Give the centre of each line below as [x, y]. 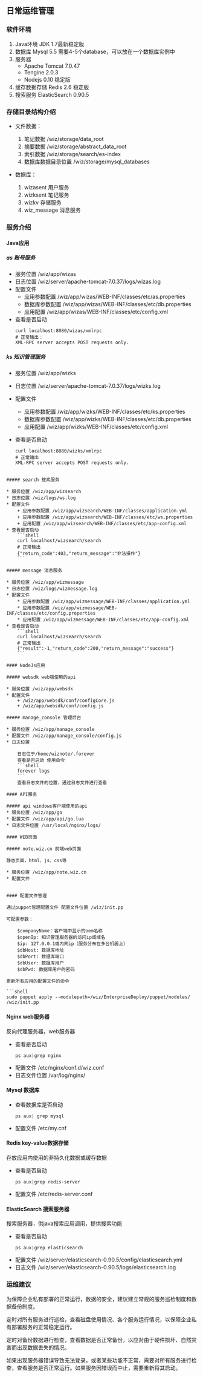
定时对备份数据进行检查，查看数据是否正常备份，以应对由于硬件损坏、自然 [99, 1339]
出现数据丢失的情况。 [43, 1347]
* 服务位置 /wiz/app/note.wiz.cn [47, 872]
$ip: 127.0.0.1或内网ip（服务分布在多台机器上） [72, 944]
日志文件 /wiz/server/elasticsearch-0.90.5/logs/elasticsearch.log [95, 1267]
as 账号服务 [21, 258]
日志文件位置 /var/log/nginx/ [50, 1075]
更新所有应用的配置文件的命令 [38, 981]
